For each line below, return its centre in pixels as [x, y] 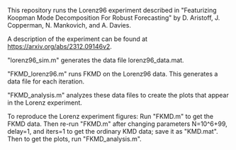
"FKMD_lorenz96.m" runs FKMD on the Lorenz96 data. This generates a [113, 74]
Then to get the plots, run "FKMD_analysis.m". [74, 139]
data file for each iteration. [46, 81]
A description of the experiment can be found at [77, 39]
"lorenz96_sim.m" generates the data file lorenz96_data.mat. [96, 60]
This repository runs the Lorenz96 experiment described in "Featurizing [112, 10]
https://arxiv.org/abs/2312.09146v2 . [60, 46]
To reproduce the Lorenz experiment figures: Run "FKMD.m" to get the [111, 116]
